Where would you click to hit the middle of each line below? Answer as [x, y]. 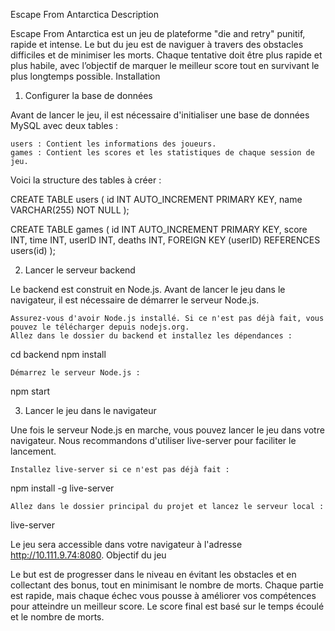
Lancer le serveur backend [80, 270]
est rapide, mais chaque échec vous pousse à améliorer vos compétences [163, 595]
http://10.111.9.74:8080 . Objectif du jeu [88, 555]
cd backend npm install [58, 354]
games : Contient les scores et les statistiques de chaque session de [162, 153]
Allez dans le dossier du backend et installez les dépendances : [151, 336]
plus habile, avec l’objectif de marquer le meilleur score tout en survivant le [165, 65]
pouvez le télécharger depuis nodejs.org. [100, 327]
